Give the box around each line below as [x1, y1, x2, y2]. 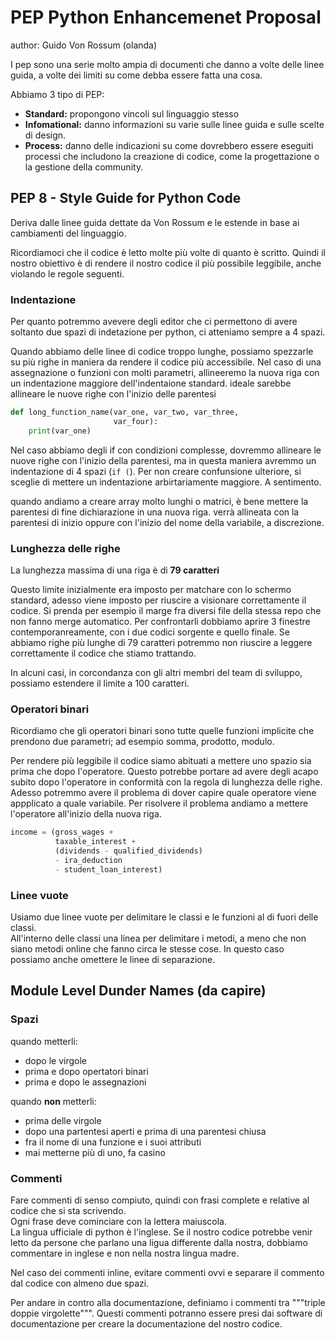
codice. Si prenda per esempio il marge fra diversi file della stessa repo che [10, 604, 322, 616]
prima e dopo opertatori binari [24, 1065, 149, 1077]
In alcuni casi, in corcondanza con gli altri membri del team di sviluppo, [10, 666, 303, 678]
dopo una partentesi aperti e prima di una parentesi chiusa [24, 1125, 267, 1137]
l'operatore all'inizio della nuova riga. [10, 808, 162, 820]
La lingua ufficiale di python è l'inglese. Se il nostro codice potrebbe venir [10, 1226, 313, 1238]
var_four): [113, 416, 159, 426]
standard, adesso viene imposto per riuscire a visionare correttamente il [10, 594, 307, 606]
